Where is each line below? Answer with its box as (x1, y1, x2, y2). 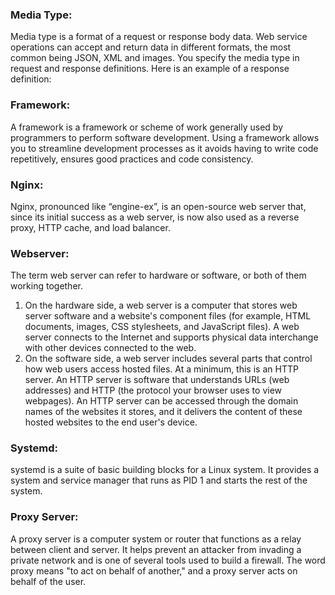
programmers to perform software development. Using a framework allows (10, 131, 320, 143)
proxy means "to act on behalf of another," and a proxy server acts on (10, 564, 298, 577)
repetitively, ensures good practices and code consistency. (10, 153, 254, 165)
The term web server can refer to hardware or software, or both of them (10, 269, 307, 282)
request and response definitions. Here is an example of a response (10, 63, 290, 75)
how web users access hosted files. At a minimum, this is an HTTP (24, 363, 299, 375)
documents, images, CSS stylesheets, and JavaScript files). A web (24, 321, 300, 333)
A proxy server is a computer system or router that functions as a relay (10, 533, 302, 545)
